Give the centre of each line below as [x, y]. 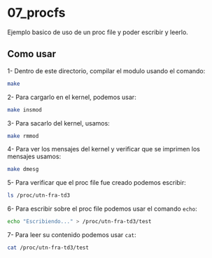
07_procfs [36, 13]
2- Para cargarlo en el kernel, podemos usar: [72, 97]
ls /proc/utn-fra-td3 [39, 196]
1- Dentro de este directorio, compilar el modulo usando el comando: [106, 70]
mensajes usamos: [34, 157]
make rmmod [23, 136]
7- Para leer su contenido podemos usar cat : [72, 235]
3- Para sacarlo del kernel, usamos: [58, 123]
